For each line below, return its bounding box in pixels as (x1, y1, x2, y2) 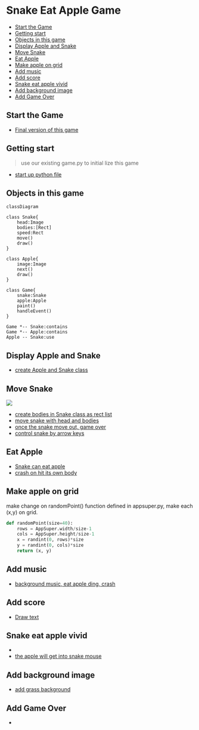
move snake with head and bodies (14, 417, 99, 424)
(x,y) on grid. (6, 508, 38, 516)
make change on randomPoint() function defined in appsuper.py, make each (6, 502, 194, 509)
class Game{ (6, 287, 36, 293)
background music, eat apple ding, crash (14, 580, 116, 587)
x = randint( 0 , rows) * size (17, 537, 84, 543)
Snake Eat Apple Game (6, 4, 121, 17)
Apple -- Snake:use (6, 335, 55, 341)
